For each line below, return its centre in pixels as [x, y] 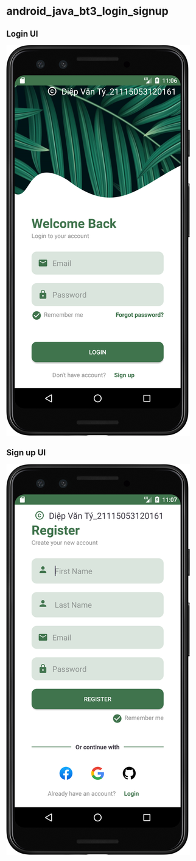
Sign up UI [26, 453]
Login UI [22, 34]
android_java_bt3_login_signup [87, 11]
